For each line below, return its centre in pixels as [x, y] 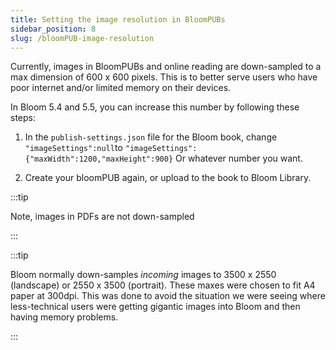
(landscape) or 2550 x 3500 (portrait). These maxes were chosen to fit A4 [163, 285]
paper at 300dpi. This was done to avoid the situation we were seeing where [168, 296]
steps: [23, 118]
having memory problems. [64, 317]
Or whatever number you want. [238, 158]
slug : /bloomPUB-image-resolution [82, 38]
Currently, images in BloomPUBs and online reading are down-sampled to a [166, 67]
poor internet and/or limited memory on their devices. [121, 88]
